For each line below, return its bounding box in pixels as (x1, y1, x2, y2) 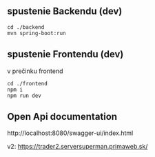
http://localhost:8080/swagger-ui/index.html (7, 129, 134, 137)
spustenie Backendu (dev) (7, 6, 123, 17)
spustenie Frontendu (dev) (7, 48, 124, 61)
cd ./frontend (7, 80, 48, 87)
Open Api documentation (7, 111, 118, 123)
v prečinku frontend (7, 67, 63, 75)
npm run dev (7, 92, 41, 99)
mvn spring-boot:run (7, 30, 67, 36)
